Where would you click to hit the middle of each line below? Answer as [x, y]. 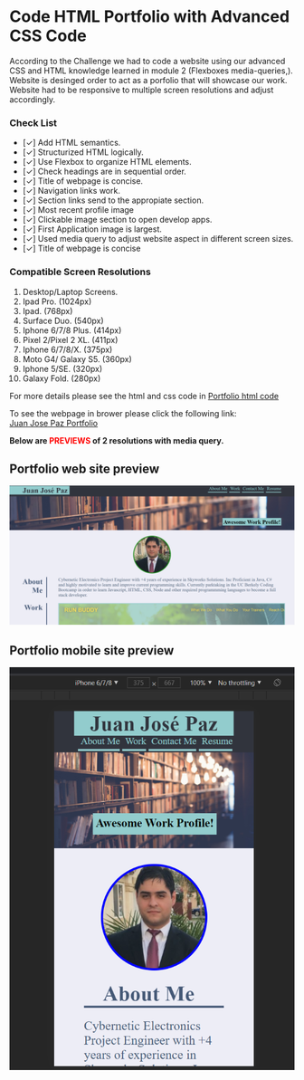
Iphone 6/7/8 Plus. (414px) [72, 330]
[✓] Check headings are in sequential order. [104, 172]
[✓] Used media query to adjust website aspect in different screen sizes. [158, 239]
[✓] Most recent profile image [78, 210]
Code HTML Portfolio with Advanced [150, 17]
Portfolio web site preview [85, 468]
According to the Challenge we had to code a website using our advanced [147, 61]
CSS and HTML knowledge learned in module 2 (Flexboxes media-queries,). [152, 71]
